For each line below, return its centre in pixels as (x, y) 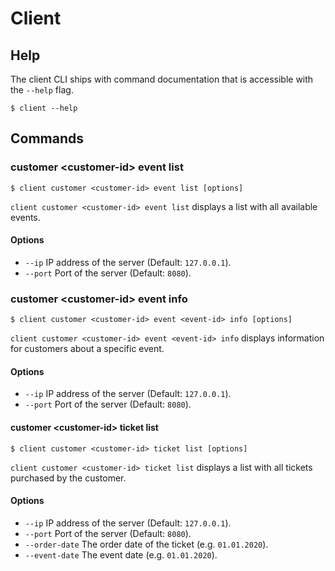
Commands (47, 138)
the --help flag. (42, 90)
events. (25, 217)
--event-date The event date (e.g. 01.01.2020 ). (121, 554)
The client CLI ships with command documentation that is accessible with (162, 79)
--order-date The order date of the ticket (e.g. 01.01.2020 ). (146, 544)
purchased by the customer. (68, 478)
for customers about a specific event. (87, 349)
